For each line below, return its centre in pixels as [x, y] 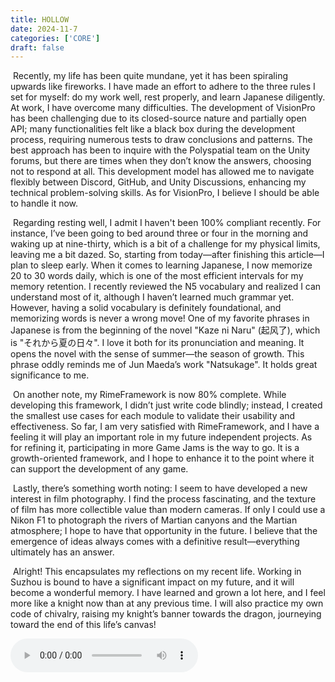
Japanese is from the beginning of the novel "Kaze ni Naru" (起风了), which [165, 330]
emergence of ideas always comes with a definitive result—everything [155, 542]
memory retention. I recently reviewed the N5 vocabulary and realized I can [166, 287]
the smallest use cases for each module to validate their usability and [153, 416]
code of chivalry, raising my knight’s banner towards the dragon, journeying [166, 614]
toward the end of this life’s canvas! [83, 625]
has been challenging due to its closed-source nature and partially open [158, 118]
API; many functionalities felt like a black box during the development [153, 129]
